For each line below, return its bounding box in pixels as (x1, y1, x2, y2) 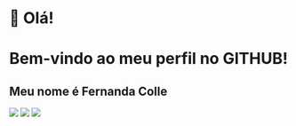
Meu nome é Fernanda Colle (9, 83, 168, 98)
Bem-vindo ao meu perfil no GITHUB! (9, 49, 289, 69)
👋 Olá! (9, 8, 54, 28)
